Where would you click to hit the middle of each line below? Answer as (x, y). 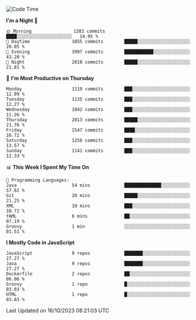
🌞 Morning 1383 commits (56, 31)
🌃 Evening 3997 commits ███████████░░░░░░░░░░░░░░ (98, 52)
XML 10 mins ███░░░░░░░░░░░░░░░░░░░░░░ (98, 206)
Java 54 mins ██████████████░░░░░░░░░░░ (98, 185)
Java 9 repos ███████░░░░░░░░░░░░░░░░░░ (98, 264)
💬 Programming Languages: (38, 180)
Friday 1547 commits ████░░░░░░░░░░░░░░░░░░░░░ (98, 130)
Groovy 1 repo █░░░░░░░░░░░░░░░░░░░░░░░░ (98, 284)
